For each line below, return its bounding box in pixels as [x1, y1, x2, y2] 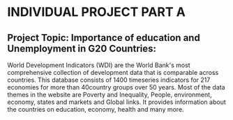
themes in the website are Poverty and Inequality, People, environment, [7, 91, 212, 98]
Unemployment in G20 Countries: [7, 42, 157, 54]
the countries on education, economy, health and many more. [7, 105, 184, 113]
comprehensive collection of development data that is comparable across [7, 69, 219, 76]
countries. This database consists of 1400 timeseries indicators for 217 [7, 76, 211, 84]
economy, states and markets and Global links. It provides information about [7, 98, 226, 106]
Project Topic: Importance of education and [7, 32, 200, 44]
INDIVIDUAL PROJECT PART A [7, 4, 186, 20]
